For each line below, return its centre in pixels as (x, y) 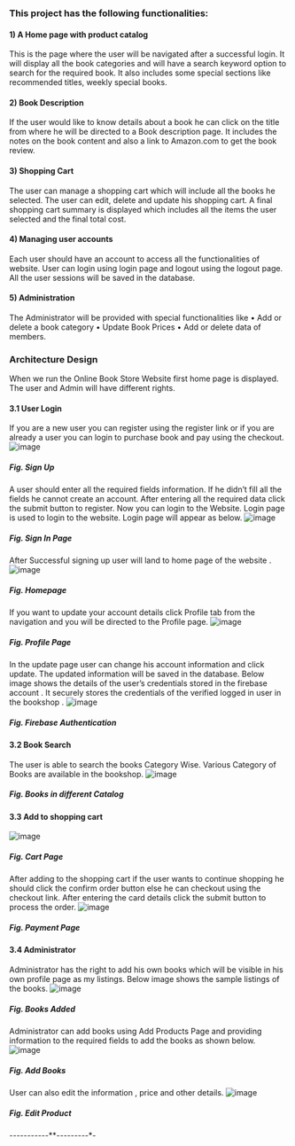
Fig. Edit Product (41, 1113)
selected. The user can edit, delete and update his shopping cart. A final (141, 200)
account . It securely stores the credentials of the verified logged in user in (145, 693)
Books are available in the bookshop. (77, 774)
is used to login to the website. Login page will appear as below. (126, 518)
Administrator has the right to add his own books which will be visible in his (146, 970)
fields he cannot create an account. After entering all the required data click (147, 499)
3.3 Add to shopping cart (56, 816)
